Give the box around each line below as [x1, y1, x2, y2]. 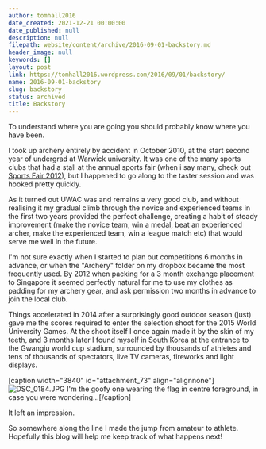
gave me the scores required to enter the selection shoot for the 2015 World [8, 318, 256, 328]
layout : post [8, 63, 52, 71]
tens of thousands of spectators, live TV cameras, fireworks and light [8, 352, 234, 362]
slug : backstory [8, 85, 62, 94]
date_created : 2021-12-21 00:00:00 [8, 19, 126, 27]
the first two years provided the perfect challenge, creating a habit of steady [8, 212, 258, 221]
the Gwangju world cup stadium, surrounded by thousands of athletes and [8, 343, 252, 353]
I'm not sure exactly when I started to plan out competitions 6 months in [8, 252, 244, 262]
